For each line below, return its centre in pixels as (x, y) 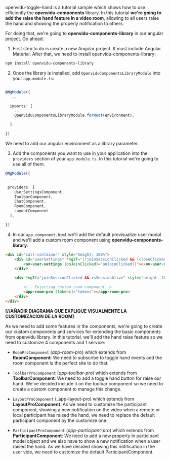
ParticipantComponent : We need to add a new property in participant (86, 436)
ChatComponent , (30, 202)
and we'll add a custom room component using (61, 240)
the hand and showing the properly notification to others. (65, 23)
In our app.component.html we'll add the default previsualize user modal (87, 234)
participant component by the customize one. (60, 420)
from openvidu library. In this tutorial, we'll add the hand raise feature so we (84, 337)
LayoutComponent (32, 211)
